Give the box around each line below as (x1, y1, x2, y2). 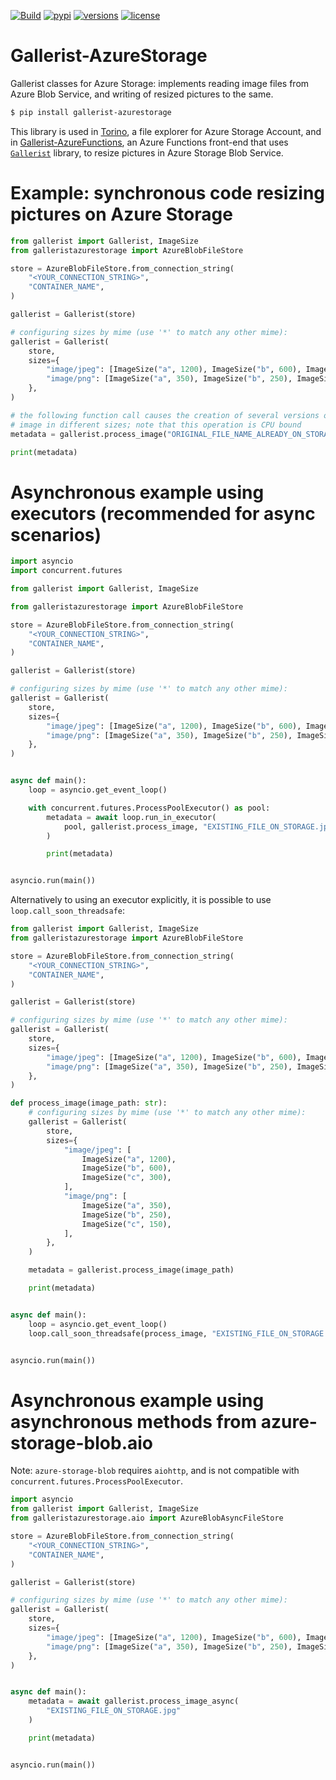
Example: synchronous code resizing (10, 182, 326, 204)
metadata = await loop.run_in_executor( (46, 812, 217, 822)
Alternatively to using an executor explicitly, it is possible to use (10, 894, 272, 906)
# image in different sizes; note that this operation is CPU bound (10, 420, 302, 430)
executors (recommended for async (10, 502, 316, 525)
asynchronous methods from (10, 1410, 258, 1433)
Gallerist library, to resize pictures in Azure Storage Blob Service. (10, 146, 284, 159)
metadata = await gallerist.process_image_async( (28, 1696, 240, 1707)
